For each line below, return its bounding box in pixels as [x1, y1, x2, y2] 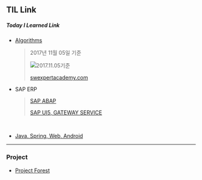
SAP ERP [14, 85, 37, 93]
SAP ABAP [29, 98, 57, 105]
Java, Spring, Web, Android [14, 132, 83, 140]
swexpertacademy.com [29, 74, 88, 81]
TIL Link [6, 5, 37, 15]
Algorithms [14, 37, 43, 44]
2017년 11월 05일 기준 [29, 49, 82, 57]
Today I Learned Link [6, 21, 60, 29]
